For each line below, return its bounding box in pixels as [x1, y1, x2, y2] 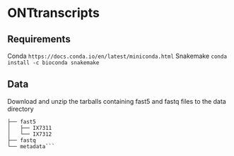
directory [7, 104, 34, 113]
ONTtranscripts [7, 5, 100, 21]
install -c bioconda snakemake [7, 59, 100, 66]
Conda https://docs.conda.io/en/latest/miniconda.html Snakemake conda [7, 52, 228, 60]
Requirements [7, 33, 71, 45]
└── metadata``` [7, 143, 55, 150]
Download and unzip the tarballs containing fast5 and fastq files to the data [7, 97, 226, 105]
